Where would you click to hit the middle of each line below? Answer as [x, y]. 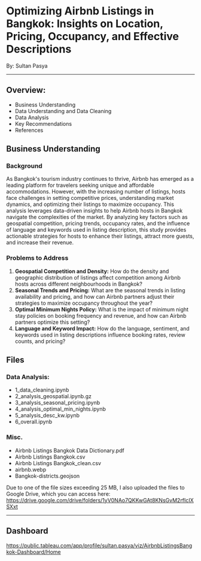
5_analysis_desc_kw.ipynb [47, 416]
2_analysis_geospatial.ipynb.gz [53, 396]
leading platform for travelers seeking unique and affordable [80, 185]
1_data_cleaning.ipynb [42, 390]
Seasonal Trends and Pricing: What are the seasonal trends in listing [100, 290]
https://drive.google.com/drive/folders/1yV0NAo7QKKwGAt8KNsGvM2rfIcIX [100, 500]
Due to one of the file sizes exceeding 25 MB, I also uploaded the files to [95, 487]
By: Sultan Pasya [27, 66]
